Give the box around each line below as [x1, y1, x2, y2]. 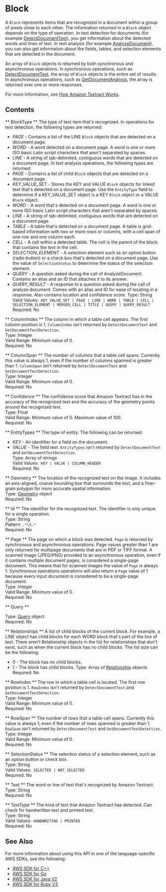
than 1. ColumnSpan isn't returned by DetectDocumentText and [5, 362, 127, 368]
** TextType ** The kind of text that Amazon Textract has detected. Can [5, 802, 152, 808]
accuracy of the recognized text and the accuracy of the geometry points [5, 399, 155, 405]
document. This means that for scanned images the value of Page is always [5, 562, 159, 568]
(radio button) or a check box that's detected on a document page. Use [12, 255, 159, 261]
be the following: [5, 649, 40, 655]
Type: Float [5, 409, 28, 415]
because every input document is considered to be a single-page [5, 573, 139, 579]
